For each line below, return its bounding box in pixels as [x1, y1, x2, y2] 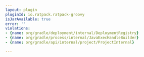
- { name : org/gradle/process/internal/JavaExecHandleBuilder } [5, 35, 139, 40]
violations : [5, 26, 30, 31]
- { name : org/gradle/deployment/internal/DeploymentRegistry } [5, 30, 139, 35]
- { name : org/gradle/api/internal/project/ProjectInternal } [5, 40, 135, 45]
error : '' [5, 21, 26, 26]
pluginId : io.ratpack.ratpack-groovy [5, 12, 85, 17]
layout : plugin [5, 7, 37, 12]
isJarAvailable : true [5, 16, 51, 21]
